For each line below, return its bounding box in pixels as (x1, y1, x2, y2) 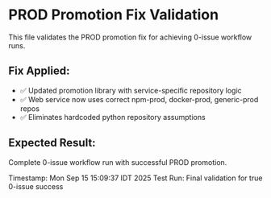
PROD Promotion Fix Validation (8, 6, 219, 24)
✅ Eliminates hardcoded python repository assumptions (19, 112, 206, 122)
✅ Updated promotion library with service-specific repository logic (19, 85, 242, 95)
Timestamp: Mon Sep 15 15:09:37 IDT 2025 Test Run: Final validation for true (8, 173, 263, 183)
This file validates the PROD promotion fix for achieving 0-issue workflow (8, 32, 252, 42)
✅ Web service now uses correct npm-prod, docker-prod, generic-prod (19, 94, 259, 104)
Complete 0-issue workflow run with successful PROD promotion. (8, 157, 227, 167)
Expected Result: (8, 136, 96, 150)
